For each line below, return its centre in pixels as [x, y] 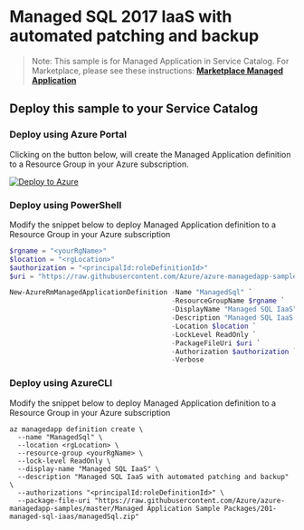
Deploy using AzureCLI [61, 383]
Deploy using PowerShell [66, 205]
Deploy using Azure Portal [68, 135]
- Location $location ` [214, 326]
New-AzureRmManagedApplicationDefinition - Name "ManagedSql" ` [131, 293]
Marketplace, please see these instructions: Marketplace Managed [157, 71]
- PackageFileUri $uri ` [216, 343]
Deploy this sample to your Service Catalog [134, 109]
